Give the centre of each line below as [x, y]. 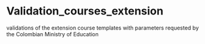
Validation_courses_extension [85, 11]
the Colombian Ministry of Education [53, 34]
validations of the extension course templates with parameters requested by [103, 28]
